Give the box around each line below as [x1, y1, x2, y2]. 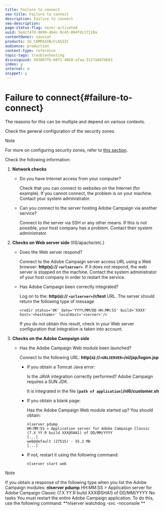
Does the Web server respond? [19, 249, 82, 255]
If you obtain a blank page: [26, 397, 81, 403]
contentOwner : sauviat [5, 35, 51, 40]
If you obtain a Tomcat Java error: [26, 364, 95, 370]
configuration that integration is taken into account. [19, 326, 123, 332]
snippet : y [5, 71, 27, 76]
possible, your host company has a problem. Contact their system [19, 225, 153, 231]
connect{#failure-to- [46, 92, 133, 103]
